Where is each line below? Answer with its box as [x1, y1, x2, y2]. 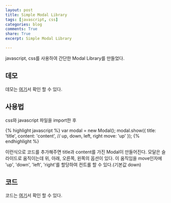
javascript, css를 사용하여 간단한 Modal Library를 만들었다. [5, 55, 125, 61]
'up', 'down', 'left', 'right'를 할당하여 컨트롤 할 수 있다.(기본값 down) [5, 162, 141, 168]
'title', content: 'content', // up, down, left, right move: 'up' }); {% [5, 132, 140, 139]
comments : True [5, 27, 38, 32]
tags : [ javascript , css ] [5, 17, 58, 22]
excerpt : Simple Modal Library [5, 36, 72, 41]
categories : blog [5, 21, 42, 27]
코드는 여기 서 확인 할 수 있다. [5, 192, 63, 198]
